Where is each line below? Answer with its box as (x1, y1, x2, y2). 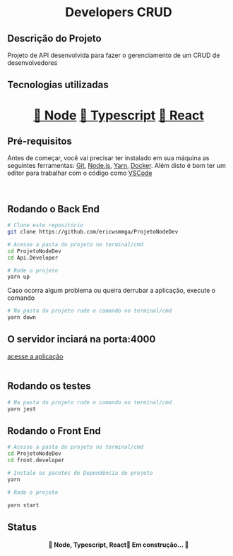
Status (7, 521, 37, 533)
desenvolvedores (7, 59, 58, 67)
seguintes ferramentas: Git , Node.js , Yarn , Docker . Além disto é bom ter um (7, 162, 226, 170)
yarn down (7, 314, 37, 321)
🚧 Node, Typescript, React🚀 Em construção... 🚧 (48, 540, 189, 549)
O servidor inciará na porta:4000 (7, 333, 156, 346)
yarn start (7, 502, 40, 509)
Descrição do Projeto (7, 32, 102, 44)
